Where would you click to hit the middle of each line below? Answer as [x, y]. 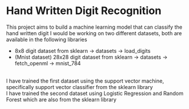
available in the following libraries [47, 39]
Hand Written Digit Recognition [84, 11]
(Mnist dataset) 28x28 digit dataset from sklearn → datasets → [91, 57]
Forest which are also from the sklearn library [61, 99]
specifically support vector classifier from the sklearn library [80, 87]
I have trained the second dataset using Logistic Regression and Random [95, 93]
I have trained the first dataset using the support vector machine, [85, 81]
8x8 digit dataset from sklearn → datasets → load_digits [82, 50]
